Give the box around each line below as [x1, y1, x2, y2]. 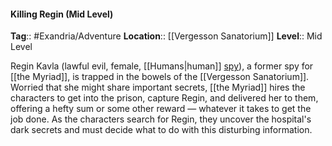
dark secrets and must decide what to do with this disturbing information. [10, 124, 313, 136]
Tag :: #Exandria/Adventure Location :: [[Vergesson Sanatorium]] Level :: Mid [10, 30, 323, 42]
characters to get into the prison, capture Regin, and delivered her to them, [10, 92, 319, 104]
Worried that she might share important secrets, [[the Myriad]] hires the [10, 81, 306, 94]
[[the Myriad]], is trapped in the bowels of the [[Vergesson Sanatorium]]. [10, 71, 310, 83]
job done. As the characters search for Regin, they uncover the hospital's [10, 113, 312, 125]
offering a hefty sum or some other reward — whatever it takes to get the [10, 103, 312, 115]
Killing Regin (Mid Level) [10, 8, 114, 20]
